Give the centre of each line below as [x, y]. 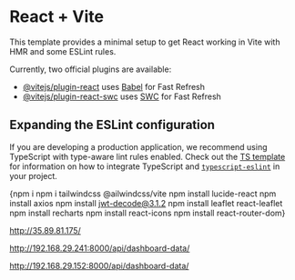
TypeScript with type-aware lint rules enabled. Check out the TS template [147, 156]
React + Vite [57, 17]
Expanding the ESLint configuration [112, 125]
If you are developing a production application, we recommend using [138, 146]
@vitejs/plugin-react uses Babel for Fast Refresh [114, 86]
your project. [33, 175]
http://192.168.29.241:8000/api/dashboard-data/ [100, 248]
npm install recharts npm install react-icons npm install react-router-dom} [147, 213]
